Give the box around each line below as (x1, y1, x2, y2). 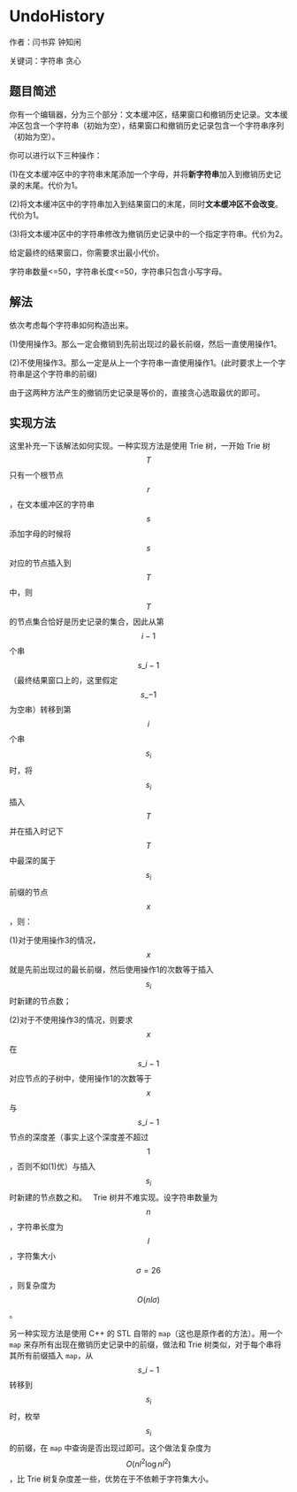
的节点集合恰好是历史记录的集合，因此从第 (9, 617, 164, 627)
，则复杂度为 (9, 1281, 56, 1291)
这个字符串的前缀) (32, 368, 98, 379)
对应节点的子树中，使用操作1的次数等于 (9, 1073, 152, 1083)
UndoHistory (9, 6, 105, 27)
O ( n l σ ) (136, 1295, 161, 1305)
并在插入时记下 (9, 826, 64, 836)
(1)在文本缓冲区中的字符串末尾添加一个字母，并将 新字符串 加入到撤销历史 (9, 168, 274, 179)
